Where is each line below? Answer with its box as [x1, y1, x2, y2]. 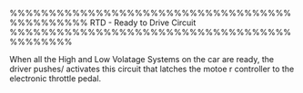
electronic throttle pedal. [9, 73, 102, 84]
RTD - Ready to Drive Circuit [89, 17, 197, 28]
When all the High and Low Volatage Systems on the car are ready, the [9, 54, 275, 64]
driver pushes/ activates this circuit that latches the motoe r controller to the [9, 63, 295, 74]
